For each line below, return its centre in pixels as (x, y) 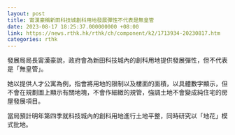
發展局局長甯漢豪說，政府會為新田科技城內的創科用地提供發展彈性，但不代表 (117, 61)
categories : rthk (33, 40)
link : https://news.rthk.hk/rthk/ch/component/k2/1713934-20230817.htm (114, 33)
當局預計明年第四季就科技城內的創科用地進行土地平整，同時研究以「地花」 (114, 116)
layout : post (26, 14)
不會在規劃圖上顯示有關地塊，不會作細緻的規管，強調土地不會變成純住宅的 (114, 93)
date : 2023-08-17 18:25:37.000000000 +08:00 (73, 26)
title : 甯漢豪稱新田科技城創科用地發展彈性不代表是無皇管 (81, 20)
